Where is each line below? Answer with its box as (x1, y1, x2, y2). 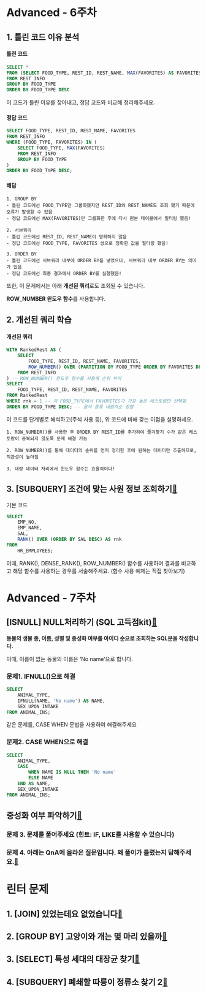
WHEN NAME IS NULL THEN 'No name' (28, 769, 116, 776)
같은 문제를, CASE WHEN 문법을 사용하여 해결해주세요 (6, 721, 137, 728)
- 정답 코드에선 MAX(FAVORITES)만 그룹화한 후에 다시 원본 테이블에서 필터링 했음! (6, 215, 191, 221)
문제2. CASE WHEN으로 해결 (6, 738, 89, 746)
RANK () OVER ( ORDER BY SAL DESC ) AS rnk (17, 537, 122, 543)
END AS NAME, (17, 780, 51, 787)
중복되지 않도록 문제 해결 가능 (21, 436, 88, 442)
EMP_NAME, (17, 525, 43, 531)
